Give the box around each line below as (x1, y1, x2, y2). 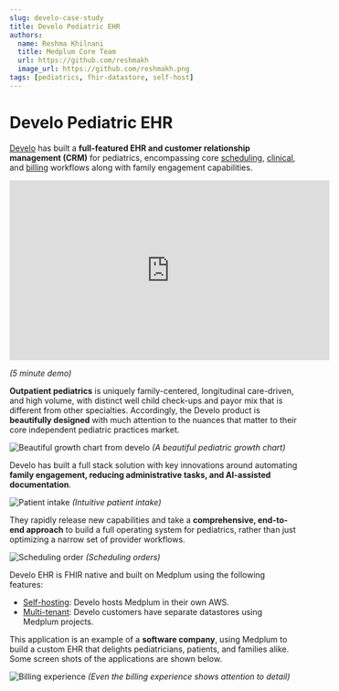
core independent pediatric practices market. (9, 424, 180, 435)
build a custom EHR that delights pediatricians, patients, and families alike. (9, 643, 290, 654)
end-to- (257, 514, 289, 526)
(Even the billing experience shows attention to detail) (88, 671, 291, 682)
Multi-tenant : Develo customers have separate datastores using (22, 606, 263, 617)
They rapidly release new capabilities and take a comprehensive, (9, 514, 257, 526)
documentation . (9, 479, 71, 490)
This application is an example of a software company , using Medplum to (9, 633, 288, 644)
